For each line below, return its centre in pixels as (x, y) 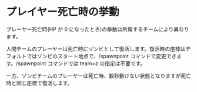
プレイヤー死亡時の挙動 (63, 12)
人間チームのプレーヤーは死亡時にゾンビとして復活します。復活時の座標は (96, 49)
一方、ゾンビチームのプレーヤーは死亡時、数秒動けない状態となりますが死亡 (99, 76)
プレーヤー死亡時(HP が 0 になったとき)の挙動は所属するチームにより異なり (98, 29)
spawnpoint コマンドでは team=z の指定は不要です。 (81, 63)
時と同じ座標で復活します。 (39, 83)
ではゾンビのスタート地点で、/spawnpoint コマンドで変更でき (101, 56)
